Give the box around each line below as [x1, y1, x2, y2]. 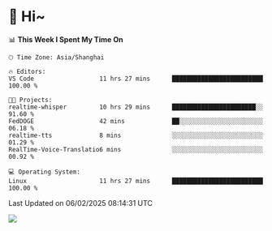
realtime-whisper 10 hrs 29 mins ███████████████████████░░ [8, 103, 264, 111]
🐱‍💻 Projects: [8, 96, 53, 104]
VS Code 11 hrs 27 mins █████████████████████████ [8, 75, 264, 83]
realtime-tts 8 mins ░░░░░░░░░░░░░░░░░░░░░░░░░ [8, 131, 264, 139]
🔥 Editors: [8, 67, 46, 75]
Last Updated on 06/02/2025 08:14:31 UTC [8, 198, 153, 207]
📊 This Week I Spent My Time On [8, 34, 123, 44]
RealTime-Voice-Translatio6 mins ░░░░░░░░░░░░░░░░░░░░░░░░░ [8, 145, 264, 153]
